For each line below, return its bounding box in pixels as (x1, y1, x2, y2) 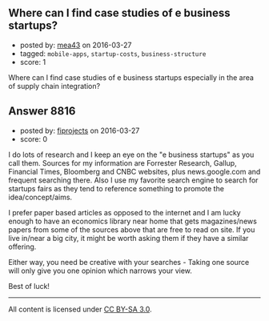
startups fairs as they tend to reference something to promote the (8, 183, 224, 193)
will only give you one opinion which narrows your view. (8, 266, 192, 275)
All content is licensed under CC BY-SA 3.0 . (8, 304, 152, 314)
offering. (8, 242, 37, 251)
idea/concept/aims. (8, 192, 73, 202)
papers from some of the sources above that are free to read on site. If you (8, 224, 255, 235)
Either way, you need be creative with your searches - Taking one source (8, 257, 250, 267)
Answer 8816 (8, 104, 76, 118)
